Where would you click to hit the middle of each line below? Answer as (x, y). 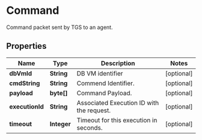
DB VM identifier (100, 73)
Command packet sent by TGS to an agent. (60, 27)
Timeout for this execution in (117, 120)
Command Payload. (104, 93)
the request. (94, 110)
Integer (60, 124)
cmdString (25, 83)
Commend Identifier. (106, 83)
